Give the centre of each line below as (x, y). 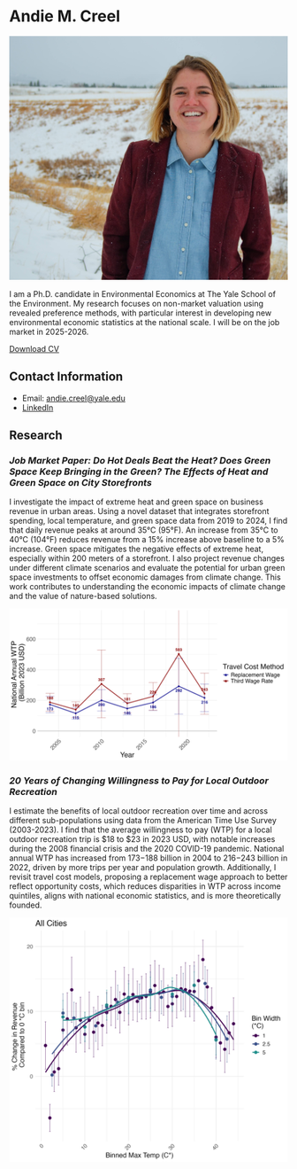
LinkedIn (38, 407)
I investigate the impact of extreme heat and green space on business (136, 502)
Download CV (34, 348)
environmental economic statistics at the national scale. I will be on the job (145, 322)
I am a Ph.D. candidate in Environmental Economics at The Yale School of (143, 293)
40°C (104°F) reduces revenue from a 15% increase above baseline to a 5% (147, 540)
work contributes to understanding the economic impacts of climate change (147, 587)
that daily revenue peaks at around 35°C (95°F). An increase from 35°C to (144, 530)
